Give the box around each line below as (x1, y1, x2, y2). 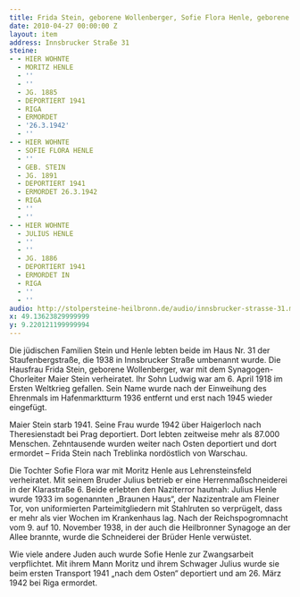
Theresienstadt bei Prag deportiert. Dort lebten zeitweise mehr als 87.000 (9, 429, 280, 439)
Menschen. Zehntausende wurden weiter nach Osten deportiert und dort (9, 439, 277, 449)
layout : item (9, 29, 58, 38)
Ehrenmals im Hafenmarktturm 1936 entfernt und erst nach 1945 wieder (9, 392, 273, 403)
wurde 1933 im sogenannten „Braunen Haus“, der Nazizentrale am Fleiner (9, 493, 279, 504)
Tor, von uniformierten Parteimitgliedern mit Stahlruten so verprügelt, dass (9, 503, 283, 514)
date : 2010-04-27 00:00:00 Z (9, 21, 118, 30)
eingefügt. (9, 402, 47, 412)
